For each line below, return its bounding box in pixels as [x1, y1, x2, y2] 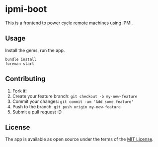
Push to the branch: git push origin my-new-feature [12, 103, 121, 109]
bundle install [5, 57, 37, 62]
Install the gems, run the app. [5, 47, 65, 53]
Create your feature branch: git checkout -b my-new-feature [12, 93, 138, 99]
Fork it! [12, 88, 27, 94]
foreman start [5, 61, 35, 66]
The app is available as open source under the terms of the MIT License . [5, 136, 154, 142]
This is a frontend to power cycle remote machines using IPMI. [5, 20, 133, 26]
